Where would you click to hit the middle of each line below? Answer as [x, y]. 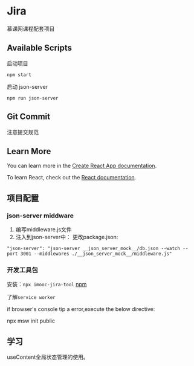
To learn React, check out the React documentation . [72, 178]
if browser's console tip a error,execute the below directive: [81, 309]
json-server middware [40, 216]
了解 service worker [31, 297]
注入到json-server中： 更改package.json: [67, 237]
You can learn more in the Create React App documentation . [82, 166]
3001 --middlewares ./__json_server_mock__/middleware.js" [96, 254]
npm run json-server [33, 98]
